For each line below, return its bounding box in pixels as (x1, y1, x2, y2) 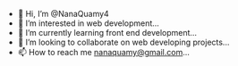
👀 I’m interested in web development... (17, 18, 159, 29)
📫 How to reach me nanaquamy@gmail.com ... (17, 47, 191, 57)
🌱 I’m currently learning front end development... (17, 28, 198, 37)
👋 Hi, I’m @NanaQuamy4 (17, 9, 109, 19)
